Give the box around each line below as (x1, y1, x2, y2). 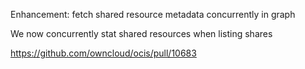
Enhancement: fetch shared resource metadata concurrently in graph (10, 9, 296, 20)
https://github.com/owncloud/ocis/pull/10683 (10, 47, 197, 59)
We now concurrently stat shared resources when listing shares (10, 28, 273, 39)
